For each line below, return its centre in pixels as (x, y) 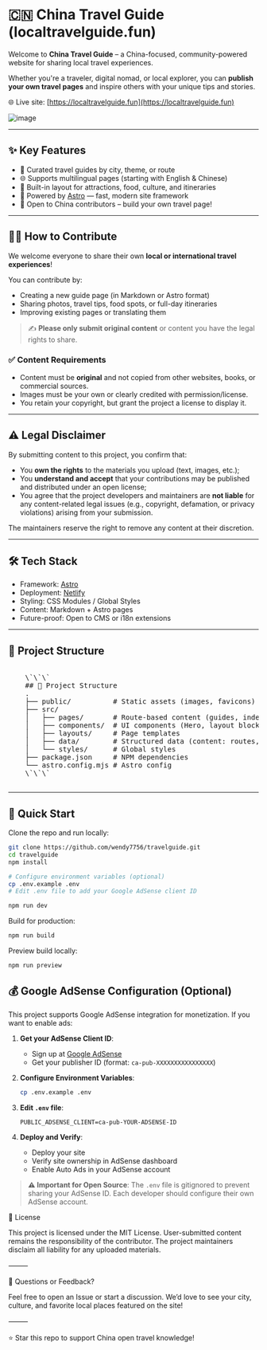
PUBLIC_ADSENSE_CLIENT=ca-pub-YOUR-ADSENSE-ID (98, 1122)
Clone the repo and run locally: (59, 833)
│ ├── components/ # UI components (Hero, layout (130, 726)
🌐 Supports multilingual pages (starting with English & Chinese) (124, 178)
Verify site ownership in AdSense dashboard (104, 1160)
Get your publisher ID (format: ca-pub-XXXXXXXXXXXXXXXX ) (124, 1062)
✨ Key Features (47, 150)
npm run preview (35, 966)
